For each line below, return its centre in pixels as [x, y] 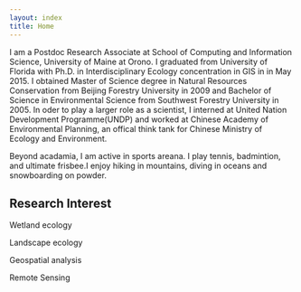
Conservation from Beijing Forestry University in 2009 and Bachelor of [141, 90]
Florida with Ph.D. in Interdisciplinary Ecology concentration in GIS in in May [150, 71]
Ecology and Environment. [58, 138]
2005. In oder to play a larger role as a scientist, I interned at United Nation [148, 109]
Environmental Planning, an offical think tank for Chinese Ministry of [136, 128]
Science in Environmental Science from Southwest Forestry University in [144, 99]
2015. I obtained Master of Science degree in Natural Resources [128, 80]
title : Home [32, 26]
